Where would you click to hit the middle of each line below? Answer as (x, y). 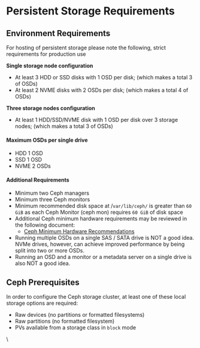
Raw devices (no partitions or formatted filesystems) (80, 315)
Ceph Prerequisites (43, 282)
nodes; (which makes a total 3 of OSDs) (64, 126)
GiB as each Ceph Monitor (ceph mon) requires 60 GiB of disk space (99, 212)
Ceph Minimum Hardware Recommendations (79, 231)
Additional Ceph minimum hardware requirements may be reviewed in (101, 219)
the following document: (45, 225)
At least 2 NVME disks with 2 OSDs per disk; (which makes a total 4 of (101, 90)
